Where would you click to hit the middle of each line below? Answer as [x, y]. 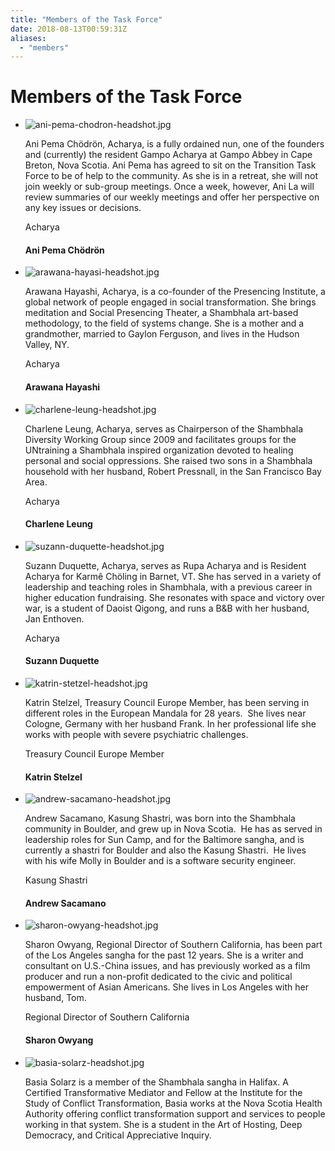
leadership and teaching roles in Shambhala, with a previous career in [168, 587]
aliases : [28, 38]
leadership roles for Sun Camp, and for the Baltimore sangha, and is [164, 840]
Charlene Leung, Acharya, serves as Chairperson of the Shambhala [164, 428]
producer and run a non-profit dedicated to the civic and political [158, 977]
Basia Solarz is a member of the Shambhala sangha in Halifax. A [156, 1082]
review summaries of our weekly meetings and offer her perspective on [172, 197]
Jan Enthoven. [54, 618]
